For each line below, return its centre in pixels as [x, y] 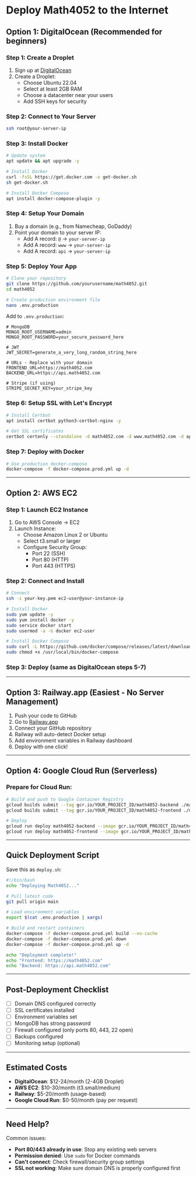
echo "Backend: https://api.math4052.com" [58, 966]
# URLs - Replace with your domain [49, 363]
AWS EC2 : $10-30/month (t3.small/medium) [67, 1088]
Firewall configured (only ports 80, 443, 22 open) [74, 1030]
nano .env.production [32, 305]
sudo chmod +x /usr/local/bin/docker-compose [62, 653]
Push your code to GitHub [45, 716]
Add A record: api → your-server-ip [67, 251]
